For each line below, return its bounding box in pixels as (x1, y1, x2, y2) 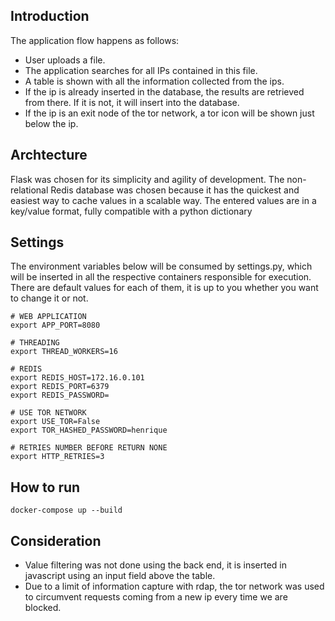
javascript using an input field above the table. (24, 570, 216, 582)
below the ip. (24, 117, 79, 129)
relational (10, 184, 49, 196)
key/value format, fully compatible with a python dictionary (10, 205, 253, 217)
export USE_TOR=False (10, 417, 101, 427)
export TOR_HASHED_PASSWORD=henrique (10, 425, 168, 436)
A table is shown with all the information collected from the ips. (24, 75, 285, 87)
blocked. (24, 602, 62, 614)
